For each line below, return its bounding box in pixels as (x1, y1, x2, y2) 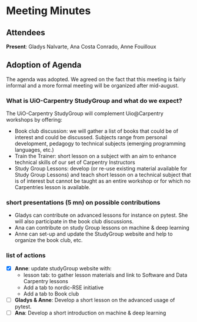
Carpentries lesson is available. (14, 184, 91, 191)
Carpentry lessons (23, 277, 69, 284)
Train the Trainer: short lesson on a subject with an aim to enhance (14, 153, 176, 160)
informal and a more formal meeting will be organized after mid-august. (6, 82, 179, 89)
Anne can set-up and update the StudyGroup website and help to (14, 230, 173, 237)
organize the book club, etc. (14, 237, 83, 244)
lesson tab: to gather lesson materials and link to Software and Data (23, 271, 188, 279)
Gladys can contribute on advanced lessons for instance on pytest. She (14, 212, 188, 219)
